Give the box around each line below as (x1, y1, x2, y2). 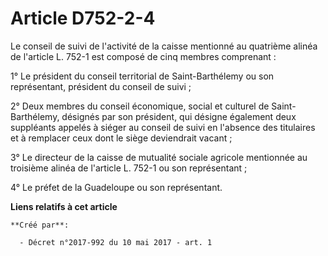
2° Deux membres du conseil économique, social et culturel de (10, 100, 270, 112)
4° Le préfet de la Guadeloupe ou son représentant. (10, 181, 223, 193)
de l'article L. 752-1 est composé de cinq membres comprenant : (10, 50, 277, 62)
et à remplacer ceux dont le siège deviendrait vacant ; (10, 132, 233, 144)
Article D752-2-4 (10, 7, 156, 30)
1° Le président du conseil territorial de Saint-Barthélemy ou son (10, 70, 275, 82)
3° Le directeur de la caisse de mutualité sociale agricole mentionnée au (10, 151, 308, 163)
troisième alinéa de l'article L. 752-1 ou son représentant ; (10, 162, 248, 174)
